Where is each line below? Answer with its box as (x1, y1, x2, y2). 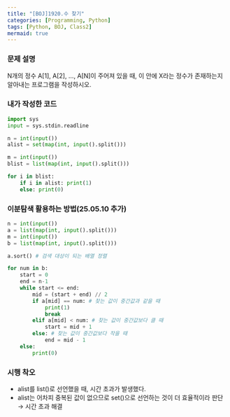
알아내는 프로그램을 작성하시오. (7, 80, 92, 88)
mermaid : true (7, 29, 49, 37)
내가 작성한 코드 (7, 99, 57, 109)
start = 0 (20, 271, 49, 278)
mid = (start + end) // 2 (32, 291, 108, 298)
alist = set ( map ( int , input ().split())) (7, 141, 127, 148)
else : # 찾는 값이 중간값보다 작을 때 (32, 330, 128, 337)
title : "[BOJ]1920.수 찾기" (7, 10, 85, 17)
